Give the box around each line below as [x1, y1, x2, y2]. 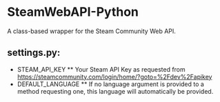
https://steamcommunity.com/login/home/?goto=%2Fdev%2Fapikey [17, 72, 212, 81]
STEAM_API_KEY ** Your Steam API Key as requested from [17, 65, 186, 73]
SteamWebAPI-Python [7, 4, 139, 20]
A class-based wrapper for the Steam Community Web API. [7, 27, 176, 35]
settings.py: [7, 47, 61, 59]
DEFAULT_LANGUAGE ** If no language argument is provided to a [17, 80, 205, 88]
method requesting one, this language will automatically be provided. [17, 87, 214, 95]
